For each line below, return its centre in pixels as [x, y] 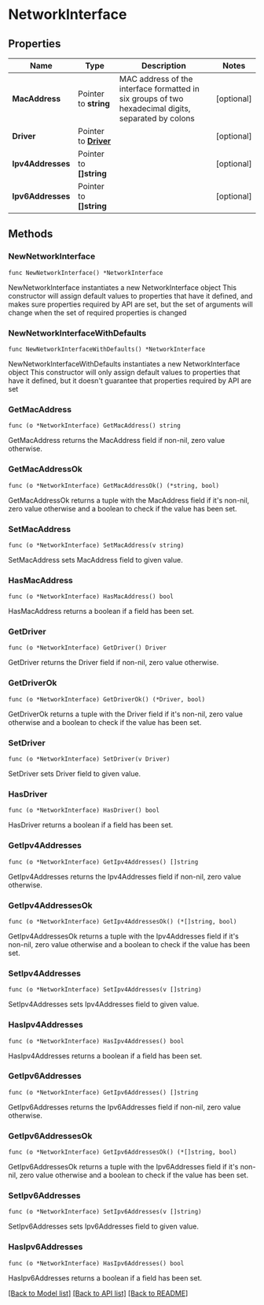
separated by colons [157, 118]
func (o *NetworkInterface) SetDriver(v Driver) [89, 759]
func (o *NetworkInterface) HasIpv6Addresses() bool [96, 1263]
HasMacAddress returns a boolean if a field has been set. [101, 612]
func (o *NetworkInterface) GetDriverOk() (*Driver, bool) [107, 699]
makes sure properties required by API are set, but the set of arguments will [130, 304]
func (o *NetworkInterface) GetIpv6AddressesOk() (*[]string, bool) [123, 1152]
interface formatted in [159, 89]
